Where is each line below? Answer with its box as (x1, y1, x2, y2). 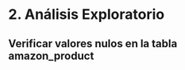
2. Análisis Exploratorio (8, 6, 165, 24)
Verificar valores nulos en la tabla (8, 37, 178, 50)
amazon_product (8, 49, 94, 62)
